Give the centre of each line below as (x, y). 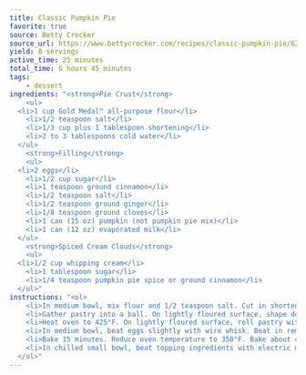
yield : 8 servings (44, 52)
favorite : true (38, 26)
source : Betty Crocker (52, 35)
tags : (20, 77)
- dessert (45, 86)
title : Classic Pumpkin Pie (63, 18)
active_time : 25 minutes (56, 60)
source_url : (32, 43)
